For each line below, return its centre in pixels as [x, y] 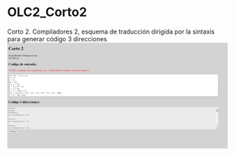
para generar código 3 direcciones [57, 38]
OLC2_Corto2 [47, 12]
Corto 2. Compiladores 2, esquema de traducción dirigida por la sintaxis [111, 31]
